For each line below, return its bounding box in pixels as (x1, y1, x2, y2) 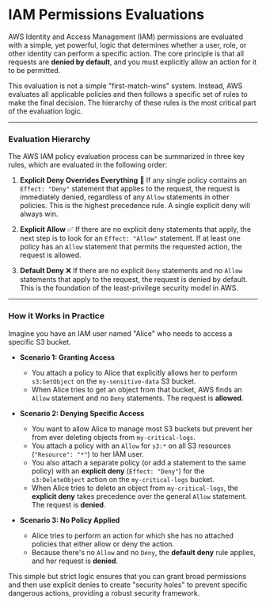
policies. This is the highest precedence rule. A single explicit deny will (19, 201, 251, 210)
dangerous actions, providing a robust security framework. (8, 588, 200, 597)
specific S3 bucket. (8, 337, 71, 346)
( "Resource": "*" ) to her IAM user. (31, 449, 144, 458)
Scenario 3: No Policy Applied (19, 515, 120, 525)
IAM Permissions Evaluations (8, 6, 204, 24)
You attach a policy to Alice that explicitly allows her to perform (31, 368, 237, 377)
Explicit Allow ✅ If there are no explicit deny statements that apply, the (19, 225, 252, 234)
